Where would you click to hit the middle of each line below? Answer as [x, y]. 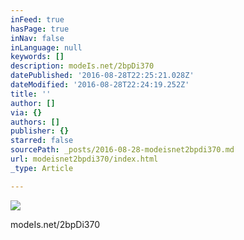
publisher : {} [40, 131]
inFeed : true [37, 19]
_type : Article [42, 168]
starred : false [42, 141]
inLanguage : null [46, 47]
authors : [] [35, 122]
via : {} [26, 112]
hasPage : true [40, 29]
